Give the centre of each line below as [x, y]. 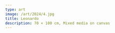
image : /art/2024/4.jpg [30, 14]
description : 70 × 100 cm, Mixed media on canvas [58, 23]
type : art [15, 9]
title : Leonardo [22, 18]
